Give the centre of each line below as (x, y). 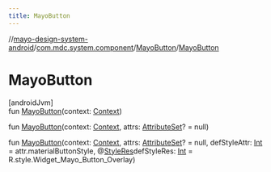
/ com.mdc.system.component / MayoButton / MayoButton (127, 47)
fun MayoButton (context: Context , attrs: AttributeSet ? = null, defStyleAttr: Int (135, 142)
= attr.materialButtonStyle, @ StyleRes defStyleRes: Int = (101, 151)
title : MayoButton (39, 16)
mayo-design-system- (51, 39)
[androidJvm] (31, 103)
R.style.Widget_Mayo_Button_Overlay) (72, 159)
